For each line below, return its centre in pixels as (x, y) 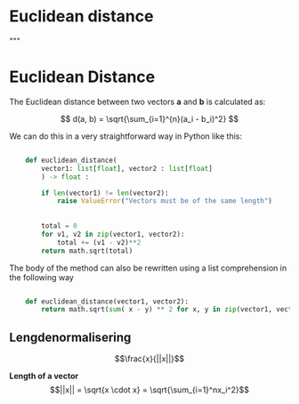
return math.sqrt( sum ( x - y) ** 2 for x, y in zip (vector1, (157, 310)
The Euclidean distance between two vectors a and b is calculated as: (137, 101)
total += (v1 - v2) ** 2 (99, 242)
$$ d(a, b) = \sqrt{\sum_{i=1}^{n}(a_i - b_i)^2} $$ (149, 118)
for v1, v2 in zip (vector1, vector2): (113, 234)
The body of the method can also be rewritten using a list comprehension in (148, 268)
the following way (41, 277)
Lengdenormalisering (70, 337)
